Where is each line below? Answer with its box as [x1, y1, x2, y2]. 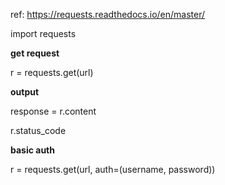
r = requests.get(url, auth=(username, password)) [10, 164, 216, 175]
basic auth [10, 144, 55, 156]
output [10, 86, 40, 98]
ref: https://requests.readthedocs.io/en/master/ [10, 9, 206, 20]
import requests [10, 28, 77, 39]
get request [10, 47, 60, 59]
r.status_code [10, 125, 67, 136]
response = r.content [10, 105, 97, 117]
